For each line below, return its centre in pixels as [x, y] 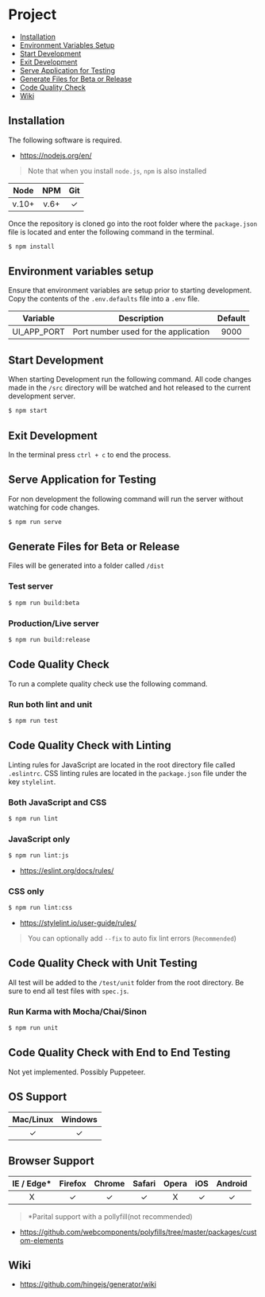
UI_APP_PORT [38, 332]
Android [232, 1183]
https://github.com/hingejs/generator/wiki [88, 1284]
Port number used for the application [141, 332]
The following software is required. [65, 140]
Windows [79, 1119]
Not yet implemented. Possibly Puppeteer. [77, 1072]
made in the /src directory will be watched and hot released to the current [130, 388]
